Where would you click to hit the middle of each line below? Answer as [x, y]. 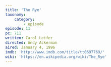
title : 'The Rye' [23, 10]
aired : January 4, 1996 [30, 47]
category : [25, 19]
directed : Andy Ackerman [31, 43]
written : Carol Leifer [29, 38]
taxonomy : [16, 15]
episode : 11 [18, 29]
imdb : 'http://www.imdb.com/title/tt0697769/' [55, 52]
